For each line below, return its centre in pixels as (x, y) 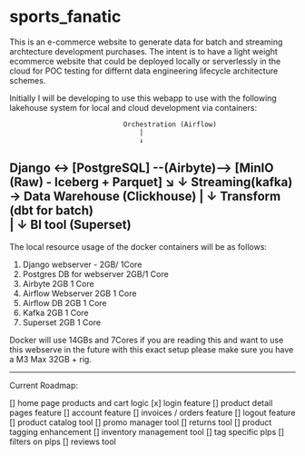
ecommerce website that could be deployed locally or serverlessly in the (145, 61)
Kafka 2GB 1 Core (55, 312)
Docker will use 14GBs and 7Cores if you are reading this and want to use (147, 340)
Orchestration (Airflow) (170, 124)
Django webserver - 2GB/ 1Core (82, 264)
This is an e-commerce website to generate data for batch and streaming (146, 42)
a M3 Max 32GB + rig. (51, 359)
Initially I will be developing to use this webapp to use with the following (143, 98)
